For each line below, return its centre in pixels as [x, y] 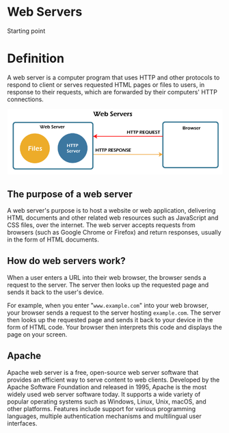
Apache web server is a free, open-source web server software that [103, 372]
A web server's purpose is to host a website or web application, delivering [111, 211]
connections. [26, 99]
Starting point [26, 31]
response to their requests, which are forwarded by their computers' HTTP [112, 92]
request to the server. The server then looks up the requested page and [108, 285]
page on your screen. [37, 334]
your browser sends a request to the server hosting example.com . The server [114, 313]
